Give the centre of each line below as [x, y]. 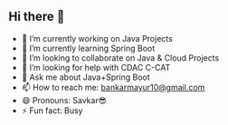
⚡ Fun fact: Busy [52, 111]
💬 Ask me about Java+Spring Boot [85, 77]
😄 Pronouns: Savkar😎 [64, 100]
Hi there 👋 [37, 17]
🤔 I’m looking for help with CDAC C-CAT [96, 67]
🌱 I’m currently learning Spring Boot [88, 48]
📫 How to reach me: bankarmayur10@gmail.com [113, 87]
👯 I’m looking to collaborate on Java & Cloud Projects [120, 58]
